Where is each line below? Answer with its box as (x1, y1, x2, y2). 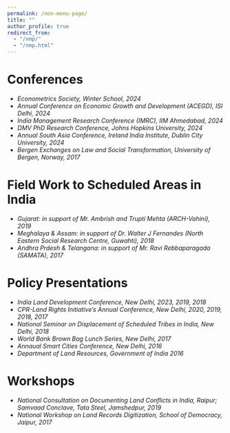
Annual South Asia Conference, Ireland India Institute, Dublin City (17, 131, 203, 139)
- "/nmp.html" (13, 42, 54, 49)
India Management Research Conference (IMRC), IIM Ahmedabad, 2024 (17, 116, 224, 125)
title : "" (7, 17, 36, 23)
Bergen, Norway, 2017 (17, 153, 81, 161)
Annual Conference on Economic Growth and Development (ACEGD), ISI (17, 101, 223, 110)
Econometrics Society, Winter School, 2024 (17, 94, 141, 103)
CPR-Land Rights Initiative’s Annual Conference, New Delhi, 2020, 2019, (17, 305, 222, 313)
